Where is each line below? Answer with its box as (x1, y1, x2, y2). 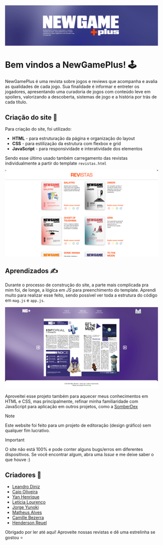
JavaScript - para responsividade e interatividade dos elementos (12, 146, 143, 152)
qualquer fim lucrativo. (5, 428, 50, 433)
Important (5, 437, 25, 443)
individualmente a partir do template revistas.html (5, 161, 107, 166)
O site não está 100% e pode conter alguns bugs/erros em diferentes (5, 446, 143, 452)
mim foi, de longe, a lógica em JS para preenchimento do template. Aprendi (5, 287, 156, 293)
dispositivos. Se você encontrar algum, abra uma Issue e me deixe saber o (5, 452, 154, 458)
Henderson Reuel (12, 520, 47, 526)
